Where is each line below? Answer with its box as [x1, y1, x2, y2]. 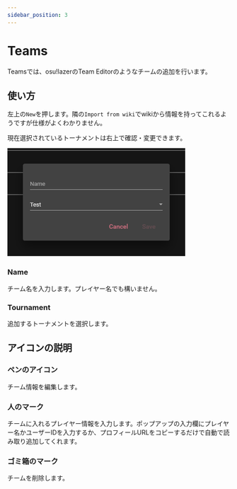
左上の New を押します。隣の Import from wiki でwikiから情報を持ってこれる [7, 110, 221, 118]
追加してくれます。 [25, 437, 81, 445]
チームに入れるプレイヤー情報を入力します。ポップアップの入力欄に [7, 419, 205, 427]
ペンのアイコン [7, 365, 58, 375]
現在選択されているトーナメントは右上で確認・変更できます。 [7, 134, 187, 142]
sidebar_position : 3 [7, 11, 69, 18]
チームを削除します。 [7, 474, 69, 483]
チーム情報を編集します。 [7, 382, 81, 391]
